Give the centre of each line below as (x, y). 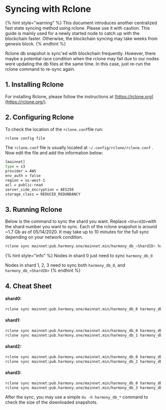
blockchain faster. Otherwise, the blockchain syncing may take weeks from (82, 39)
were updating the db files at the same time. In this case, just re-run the (78, 64)
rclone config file (25, 138)
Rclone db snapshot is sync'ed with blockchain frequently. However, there (81, 53)
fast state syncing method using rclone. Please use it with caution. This (78, 28)
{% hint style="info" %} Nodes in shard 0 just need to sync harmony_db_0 (79, 256)
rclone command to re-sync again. (40, 69)
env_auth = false (23, 176)
